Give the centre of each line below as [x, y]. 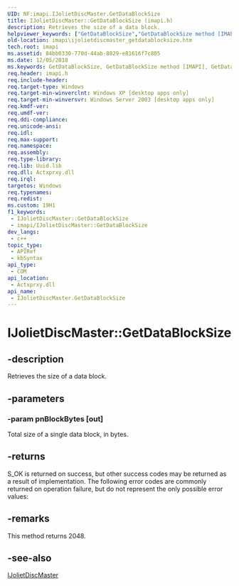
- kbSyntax [26, 259]
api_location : [28, 278]
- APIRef [23, 252]
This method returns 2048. [47, 536]
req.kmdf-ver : [28, 107]
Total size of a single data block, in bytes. [68, 434]
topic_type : [25, 245]
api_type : [22, 265]
